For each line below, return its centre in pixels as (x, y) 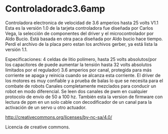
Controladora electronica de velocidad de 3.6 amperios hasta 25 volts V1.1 (82, 23)
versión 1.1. (16, 49)
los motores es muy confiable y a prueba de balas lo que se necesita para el (84, 81)
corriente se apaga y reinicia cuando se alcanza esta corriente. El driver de (83, 75)
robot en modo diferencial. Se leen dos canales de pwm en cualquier (76, 91)
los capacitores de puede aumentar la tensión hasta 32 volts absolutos (78, 64)
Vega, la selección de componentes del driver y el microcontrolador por (79, 33)
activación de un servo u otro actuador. (46, 107)
